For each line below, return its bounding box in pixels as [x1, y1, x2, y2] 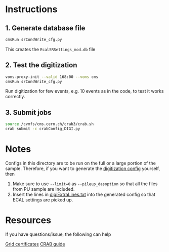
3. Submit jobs [5, 108, 52, 117]
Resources [5, 215, 52, 226]
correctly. [5, 94, 25, 100]
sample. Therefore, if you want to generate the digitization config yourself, [5, 165, 160, 172]
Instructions [5, 4, 58, 15]
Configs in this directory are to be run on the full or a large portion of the [5, 160, 156, 166]
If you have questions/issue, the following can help [5, 231, 111, 237]
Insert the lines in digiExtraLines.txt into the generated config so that [12, 191, 156, 197]
